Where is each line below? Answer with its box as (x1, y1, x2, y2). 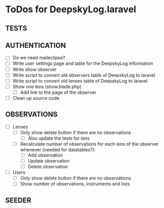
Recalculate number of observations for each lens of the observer (20, 141, 159, 147)
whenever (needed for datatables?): (20, 146, 96, 152)
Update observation (28, 158, 70, 164)
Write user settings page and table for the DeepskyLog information (12, 60, 153, 67)
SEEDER (5, 196, 32, 204)
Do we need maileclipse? (12, 55, 65, 61)
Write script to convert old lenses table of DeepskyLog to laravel (12, 77, 148, 84)
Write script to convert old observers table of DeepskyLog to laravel (12, 72, 155, 78)
